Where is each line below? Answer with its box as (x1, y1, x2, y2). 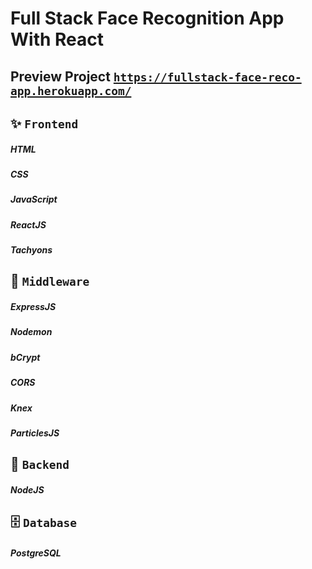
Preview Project (10, 68, 111, 85)
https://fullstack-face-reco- (113, 70, 302, 84)
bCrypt (10, 351, 41, 363)
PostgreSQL (10, 547, 62, 559)
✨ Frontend (10, 115, 79, 132)
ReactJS (10, 218, 47, 231)
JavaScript (10, 193, 58, 206)
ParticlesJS (10, 427, 60, 439)
